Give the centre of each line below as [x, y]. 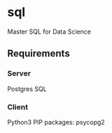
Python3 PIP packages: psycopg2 [56, 122]
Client [17, 107]
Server [19, 73]
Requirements [38, 54]
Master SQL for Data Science [49, 31]
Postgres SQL [27, 89]
